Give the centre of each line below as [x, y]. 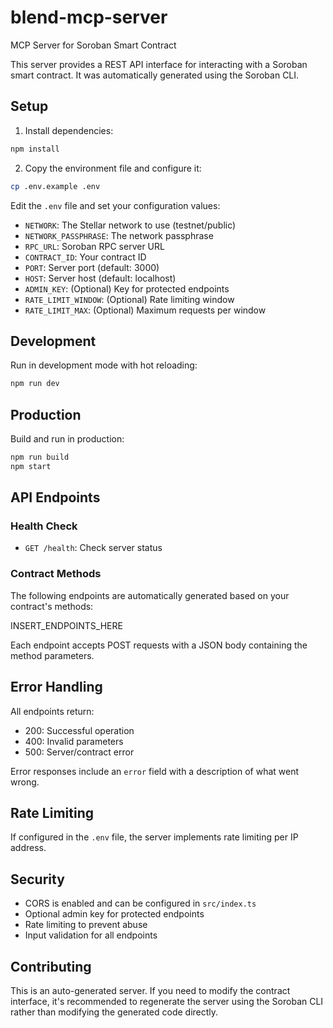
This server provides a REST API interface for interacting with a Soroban [159, 64]
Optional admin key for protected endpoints [114, 914]
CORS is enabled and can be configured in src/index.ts [140, 903]
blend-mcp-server [89, 17]
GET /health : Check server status [93, 548]
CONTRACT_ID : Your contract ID [85, 257]
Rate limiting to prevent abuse [86, 925]
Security [37, 879]
